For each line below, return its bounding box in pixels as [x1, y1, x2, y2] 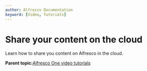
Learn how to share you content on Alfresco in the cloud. [5, 50, 123, 56]
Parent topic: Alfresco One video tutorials [5, 60, 91, 66]
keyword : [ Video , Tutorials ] [5, 12, 66, 17]
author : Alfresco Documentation [5, 7, 73, 13]
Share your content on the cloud [5, 34, 142, 45]
